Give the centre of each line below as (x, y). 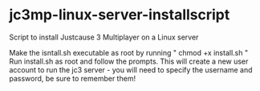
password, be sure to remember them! (72, 78)
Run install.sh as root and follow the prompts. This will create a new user (129, 61)
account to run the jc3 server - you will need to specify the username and (131, 69)
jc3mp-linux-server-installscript (120, 15)
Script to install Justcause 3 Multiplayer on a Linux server (104, 37)
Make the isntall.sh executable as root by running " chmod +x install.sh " (128, 52)
